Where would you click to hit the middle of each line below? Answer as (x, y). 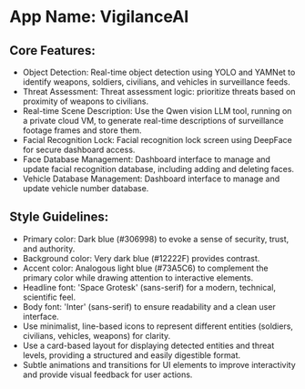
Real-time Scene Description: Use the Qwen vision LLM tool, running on (157, 111)
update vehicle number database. (86, 188)
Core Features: (52, 51)
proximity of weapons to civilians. (86, 101)
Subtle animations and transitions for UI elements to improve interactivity (159, 364)
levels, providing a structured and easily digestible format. (132, 355)
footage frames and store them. (82, 130)
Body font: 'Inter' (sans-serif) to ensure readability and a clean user (149, 306)
